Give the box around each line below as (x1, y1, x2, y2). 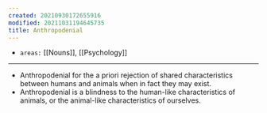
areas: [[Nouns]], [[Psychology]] (19, 48, 128, 58)
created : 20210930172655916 (8, 11, 102, 20)
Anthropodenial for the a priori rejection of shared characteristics (19, 70, 233, 80)
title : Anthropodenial (8, 26, 83, 34)
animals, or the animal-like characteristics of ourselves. (19, 96, 201, 105)
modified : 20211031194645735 (8, 19, 105, 27)
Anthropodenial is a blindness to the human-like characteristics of (19, 88, 236, 97)
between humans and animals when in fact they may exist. (19, 79, 212, 89)
